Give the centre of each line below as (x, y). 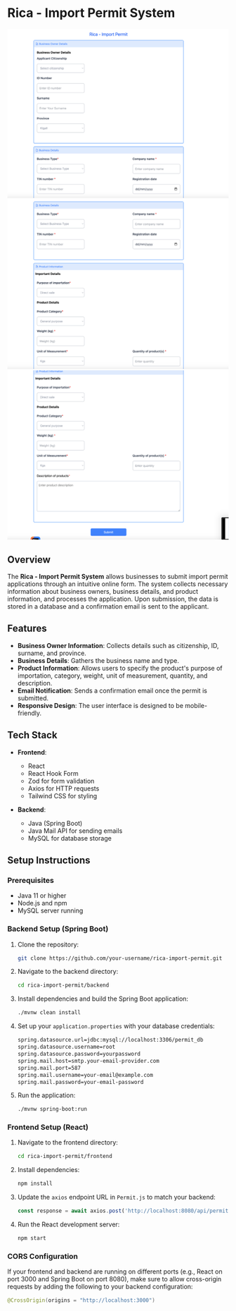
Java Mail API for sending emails (75, 831)
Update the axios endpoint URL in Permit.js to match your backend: (116, 1197)
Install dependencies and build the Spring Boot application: (103, 999)
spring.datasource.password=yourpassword (79, 1054)
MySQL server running (50, 910)
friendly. (29, 713)
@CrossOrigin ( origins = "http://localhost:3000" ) (81, 1300)
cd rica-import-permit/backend (63, 985)
